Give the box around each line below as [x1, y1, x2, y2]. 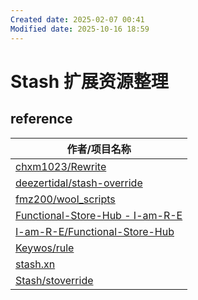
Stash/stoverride [15, 273, 94, 287]
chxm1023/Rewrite [15, 159, 107, 173]
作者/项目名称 [66, 142, 132, 156]
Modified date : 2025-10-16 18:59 [10, 24, 150, 34]
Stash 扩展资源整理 [10, 70, 169, 93]
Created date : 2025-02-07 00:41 [10, 14, 145, 25]
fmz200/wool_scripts [15, 192, 116, 206]
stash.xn [15, 257, 56, 271]
